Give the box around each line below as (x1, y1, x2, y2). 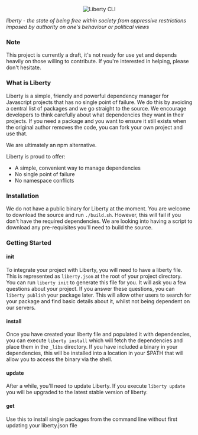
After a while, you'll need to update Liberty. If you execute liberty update (6, 382, 186, 389)
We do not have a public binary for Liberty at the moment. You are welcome (6, 204, 190, 212)
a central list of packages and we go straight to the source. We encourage (6, 105, 187, 112)
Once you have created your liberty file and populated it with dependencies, (6, 331, 191, 338)
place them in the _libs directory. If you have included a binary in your (6, 343, 178, 350)
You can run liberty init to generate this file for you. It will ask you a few (6, 279, 187, 286)
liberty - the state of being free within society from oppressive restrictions (6, 17, 186, 24)
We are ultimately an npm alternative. (6, 141, 97, 148)
